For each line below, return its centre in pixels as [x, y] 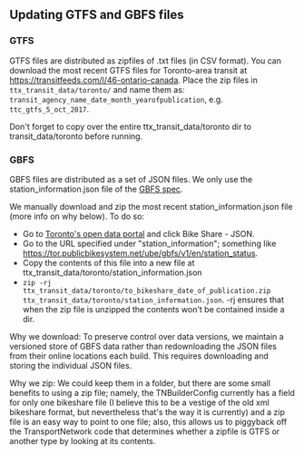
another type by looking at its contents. [83, 440]
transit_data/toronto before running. [76, 136]
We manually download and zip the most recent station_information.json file [151, 206]
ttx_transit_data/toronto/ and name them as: [97, 89]
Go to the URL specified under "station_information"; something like [149, 243]
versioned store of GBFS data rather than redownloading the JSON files [143, 346]
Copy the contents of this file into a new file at [108, 262]
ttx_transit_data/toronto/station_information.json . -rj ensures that [153, 300]
